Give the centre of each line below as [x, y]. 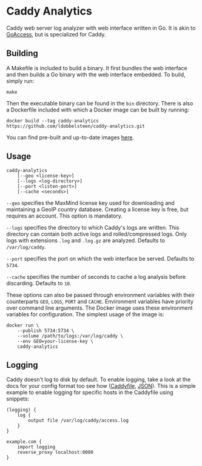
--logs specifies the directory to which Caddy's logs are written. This [93, 227]
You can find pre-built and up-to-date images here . [70, 137]
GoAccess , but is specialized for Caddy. [56, 34]
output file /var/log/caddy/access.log [79, 421]
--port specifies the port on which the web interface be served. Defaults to [100, 258]
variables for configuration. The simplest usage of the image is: [86, 314]
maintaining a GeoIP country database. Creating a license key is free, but [97, 209]
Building [22, 54]
